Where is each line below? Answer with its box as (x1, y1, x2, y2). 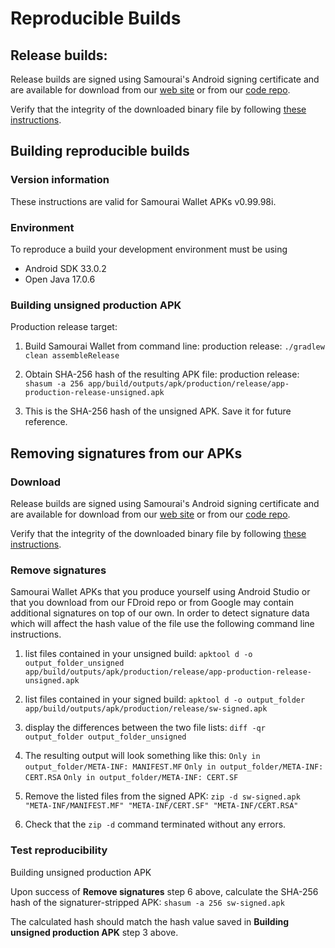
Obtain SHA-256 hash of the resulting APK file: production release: (24, 368, 300, 381)
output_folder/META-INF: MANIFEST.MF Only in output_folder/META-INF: (24, 762, 324, 772)
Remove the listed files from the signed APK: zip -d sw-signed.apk (24, 790, 301, 802)
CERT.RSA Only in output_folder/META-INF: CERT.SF (24, 773, 239, 783)
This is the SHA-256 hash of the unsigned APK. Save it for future (24, 405, 292, 417)
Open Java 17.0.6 (24, 273, 96, 285)
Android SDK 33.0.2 (24, 262, 107, 274)
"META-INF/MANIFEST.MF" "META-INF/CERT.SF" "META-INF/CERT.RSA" (24, 801, 299, 811)
